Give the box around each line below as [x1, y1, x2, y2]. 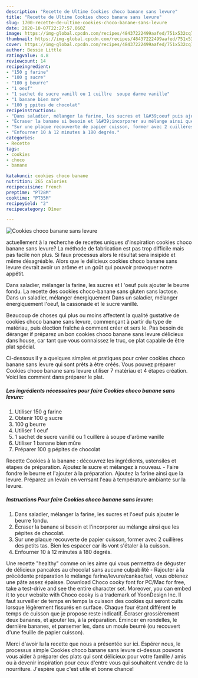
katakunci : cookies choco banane [6, 173, 88, 179]
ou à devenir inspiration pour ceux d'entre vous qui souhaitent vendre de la [6, 659, 189, 666]
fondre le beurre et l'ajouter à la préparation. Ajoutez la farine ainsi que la [6, 470, 184, 477]
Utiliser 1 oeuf [14, 427, 48, 434]
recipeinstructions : [6, 107, 57, 113]
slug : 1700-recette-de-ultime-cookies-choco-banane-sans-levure [6, 19, 167, 25]
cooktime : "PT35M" [6, 195, 51, 201]
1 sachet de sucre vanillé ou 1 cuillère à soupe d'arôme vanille [14, 433, 164, 441]
